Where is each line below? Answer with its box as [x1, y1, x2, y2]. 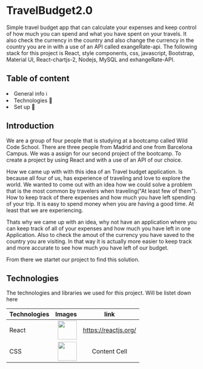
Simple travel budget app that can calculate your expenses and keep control [6, 24, 197, 31]
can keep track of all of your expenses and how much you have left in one [6, 225, 191, 232]
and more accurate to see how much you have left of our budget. [6, 244, 169, 251]
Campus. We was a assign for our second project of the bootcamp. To [6, 150, 182, 157]
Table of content [6, 73, 70, 84]
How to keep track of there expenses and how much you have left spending [6, 193, 196, 201]
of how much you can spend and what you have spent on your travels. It [6, 30, 187, 37]
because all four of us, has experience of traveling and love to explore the [6, 174, 190, 182]
